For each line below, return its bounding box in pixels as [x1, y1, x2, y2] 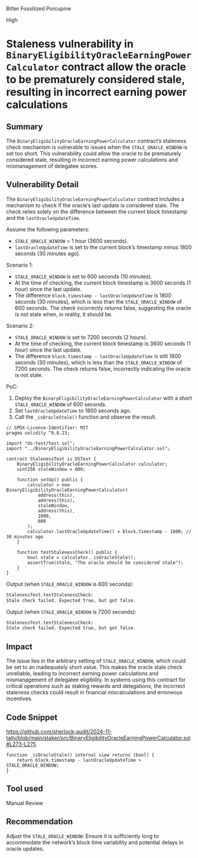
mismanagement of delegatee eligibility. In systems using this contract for [6, 676, 186, 684]
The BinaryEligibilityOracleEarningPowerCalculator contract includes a [6, 195, 184, 202]
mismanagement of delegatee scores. [6, 162, 99, 170]
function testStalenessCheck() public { [17, 549, 118, 555]
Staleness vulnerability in [6, 37, 134, 51]
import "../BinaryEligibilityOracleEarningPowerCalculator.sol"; [6, 445, 170, 451]
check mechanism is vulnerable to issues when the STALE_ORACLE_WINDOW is [6, 143, 188, 151]
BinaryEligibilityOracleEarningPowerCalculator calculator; [17, 461, 168, 467]
